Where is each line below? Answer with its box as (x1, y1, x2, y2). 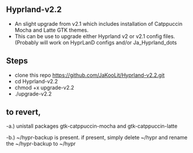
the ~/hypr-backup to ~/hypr (6, 140, 76, 147)
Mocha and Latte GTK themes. (14, 26, 89, 33)
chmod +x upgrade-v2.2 (14, 84, 75, 91)
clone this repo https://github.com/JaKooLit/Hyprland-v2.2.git (14, 72, 165, 79)
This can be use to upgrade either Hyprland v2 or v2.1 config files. (14, 32, 175, 40)
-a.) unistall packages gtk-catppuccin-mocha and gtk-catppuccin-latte (6, 123, 178, 130)
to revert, (6, 107, 41, 117)
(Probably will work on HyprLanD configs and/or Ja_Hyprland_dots (14, 39, 177, 46)
